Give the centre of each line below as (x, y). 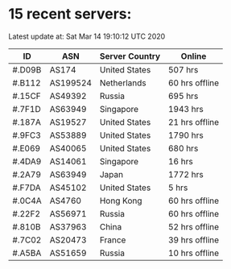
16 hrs (180, 161)
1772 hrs (186, 174)
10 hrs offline (194, 253)
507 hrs (183, 69)
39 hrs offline (194, 240)
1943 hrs (186, 109)
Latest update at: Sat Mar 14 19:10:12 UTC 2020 (87, 36)
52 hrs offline (194, 226)
